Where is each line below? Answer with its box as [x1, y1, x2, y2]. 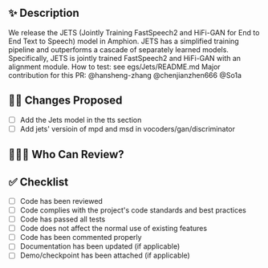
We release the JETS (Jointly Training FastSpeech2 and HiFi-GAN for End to [8, 27, 260, 37]
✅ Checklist [8, 175, 69, 189]
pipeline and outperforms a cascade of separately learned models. [8, 44, 229, 55]
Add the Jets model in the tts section [19, 115, 142, 124]
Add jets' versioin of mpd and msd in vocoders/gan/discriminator [19, 124, 235, 133]
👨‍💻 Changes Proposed [8, 94, 123, 108]
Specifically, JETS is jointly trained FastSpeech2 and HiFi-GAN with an [8, 53, 242, 63]
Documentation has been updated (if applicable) [19, 242, 181, 251]
